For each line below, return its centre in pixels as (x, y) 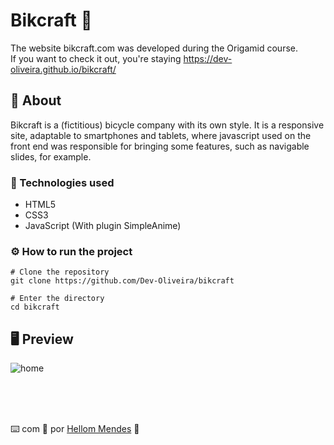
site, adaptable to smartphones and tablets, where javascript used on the (161, 135)
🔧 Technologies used (62, 182)
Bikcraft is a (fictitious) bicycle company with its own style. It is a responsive (167, 125)
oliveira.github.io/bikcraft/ (63, 69)
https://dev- (208, 58)
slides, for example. (51, 156)
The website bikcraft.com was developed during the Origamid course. (154, 48)
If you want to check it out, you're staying (96, 58)
